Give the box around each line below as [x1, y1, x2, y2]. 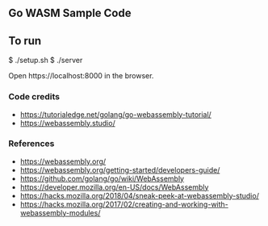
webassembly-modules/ [19, 207, 101, 217]
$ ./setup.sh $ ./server [8, 56, 83, 65]
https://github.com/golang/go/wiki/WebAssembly [19, 174, 184, 183]
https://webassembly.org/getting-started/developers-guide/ [19, 165, 220, 174]
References [8, 138, 55, 149]
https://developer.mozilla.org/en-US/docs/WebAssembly [19, 182, 209, 192]
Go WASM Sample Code [8, 6, 132, 20]
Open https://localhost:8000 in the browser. [8, 71, 154, 81]
